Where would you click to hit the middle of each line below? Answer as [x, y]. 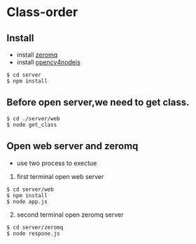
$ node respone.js [33, 234]
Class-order [42, 12]
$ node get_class [32, 124]
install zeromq [37, 55]
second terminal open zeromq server [70, 215]
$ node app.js [27, 201]
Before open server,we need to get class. [98, 102]
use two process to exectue [57, 163]
